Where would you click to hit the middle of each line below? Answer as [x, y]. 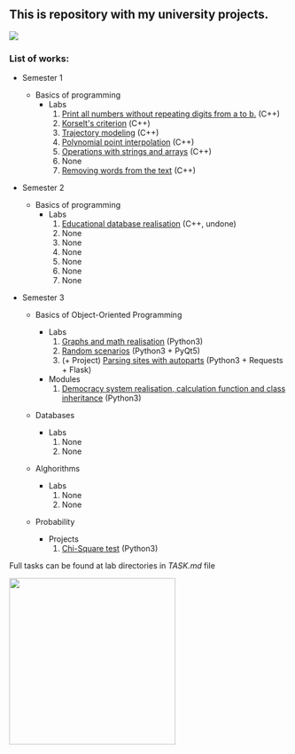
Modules [65, 379]
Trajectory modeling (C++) [110, 133]
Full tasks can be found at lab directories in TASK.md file [112, 566]
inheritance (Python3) [101, 398]
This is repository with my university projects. [139, 15]
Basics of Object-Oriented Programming [109, 315]
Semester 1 [43, 78]
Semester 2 [43, 188]
